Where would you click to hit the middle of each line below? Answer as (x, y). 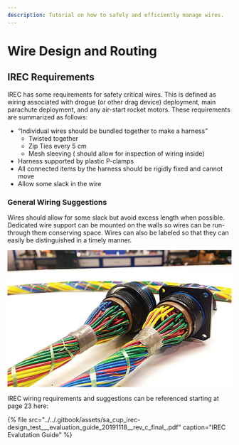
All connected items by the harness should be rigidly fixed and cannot (120, 168)
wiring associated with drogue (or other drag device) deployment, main (112, 102)
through (19, 232)
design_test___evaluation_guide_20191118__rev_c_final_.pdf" (94, 427)
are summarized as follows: (48, 117)
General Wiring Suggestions (57, 202)
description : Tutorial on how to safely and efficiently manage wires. (116, 15)
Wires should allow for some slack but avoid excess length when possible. (116, 218)
